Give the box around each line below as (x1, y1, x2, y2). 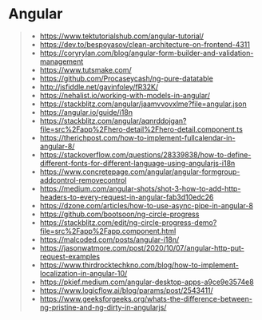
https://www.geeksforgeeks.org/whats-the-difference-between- (39, 294, 253, 303)
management (39, 57, 84, 66)
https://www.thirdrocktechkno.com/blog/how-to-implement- (39, 260, 240, 270)
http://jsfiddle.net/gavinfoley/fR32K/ (39, 81, 159, 92)
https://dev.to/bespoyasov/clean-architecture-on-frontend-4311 (39, 39, 250, 49)
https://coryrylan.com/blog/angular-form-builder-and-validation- (39, 48, 254, 57)
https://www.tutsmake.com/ (39, 65, 132, 74)
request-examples (39, 251, 101, 261)
